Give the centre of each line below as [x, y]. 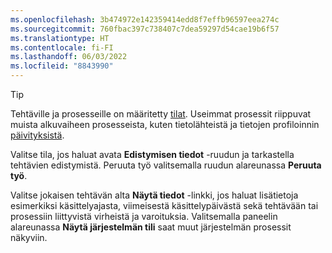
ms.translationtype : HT [60, 38]
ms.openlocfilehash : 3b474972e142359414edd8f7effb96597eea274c [145, 19]
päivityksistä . [37, 135]
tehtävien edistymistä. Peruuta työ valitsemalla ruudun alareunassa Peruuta [166, 165]
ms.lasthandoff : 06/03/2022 [69, 57]
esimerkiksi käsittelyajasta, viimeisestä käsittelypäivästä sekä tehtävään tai [164, 205]
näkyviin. [29, 237]
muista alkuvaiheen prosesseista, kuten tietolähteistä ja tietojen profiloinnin [165, 124]
